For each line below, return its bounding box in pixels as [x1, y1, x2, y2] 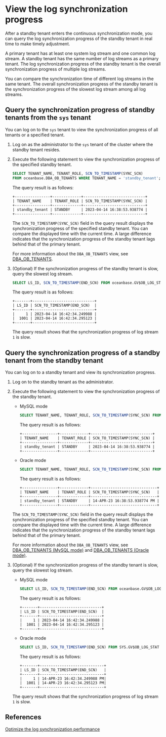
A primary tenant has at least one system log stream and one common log [5, 50, 156, 56]
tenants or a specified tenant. [5, 132, 65, 138]
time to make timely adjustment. [5, 41, 70, 46]
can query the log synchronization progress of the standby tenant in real [5, 36, 153, 41]
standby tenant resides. [12, 147, 61, 153]
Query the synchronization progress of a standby [5, 348, 161, 357]
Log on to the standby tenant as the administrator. [12, 379, 114, 385]
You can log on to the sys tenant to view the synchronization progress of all [5, 126, 158, 132]
